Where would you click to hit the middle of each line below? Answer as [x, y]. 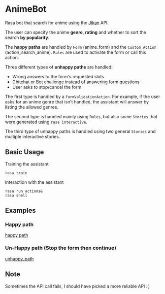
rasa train [16, 173]
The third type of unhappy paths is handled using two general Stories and [81, 131]
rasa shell [16, 196]
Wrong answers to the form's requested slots [58, 76]
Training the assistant [27, 164]
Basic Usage [25, 152]
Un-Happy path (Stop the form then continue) [61, 248]
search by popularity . [27, 37]
